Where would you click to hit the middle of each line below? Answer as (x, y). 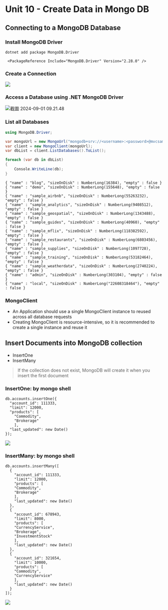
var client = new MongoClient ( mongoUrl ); (49, 146)
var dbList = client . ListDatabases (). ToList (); (56, 151)
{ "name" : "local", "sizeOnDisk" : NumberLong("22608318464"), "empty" (82, 283)
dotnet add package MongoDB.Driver (42, 52)
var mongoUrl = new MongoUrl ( (37, 141)
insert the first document (43, 375)
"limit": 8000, (30, 519)
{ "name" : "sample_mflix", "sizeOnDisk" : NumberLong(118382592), (77, 231)
